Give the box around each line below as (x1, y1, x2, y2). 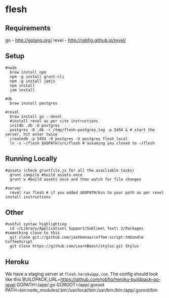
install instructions (5, 194, 51, 200)
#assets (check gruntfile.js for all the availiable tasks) (5, 168, 135, 173)
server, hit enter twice (5, 132, 58, 137)
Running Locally (5, 155, 57, 163)
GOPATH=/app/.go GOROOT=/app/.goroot (17, 282, 105, 288)
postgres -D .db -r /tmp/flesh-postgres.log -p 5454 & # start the (10, 127, 155, 132)
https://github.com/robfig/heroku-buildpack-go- (60, 276, 161, 282)
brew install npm (10, 69, 47, 74)
